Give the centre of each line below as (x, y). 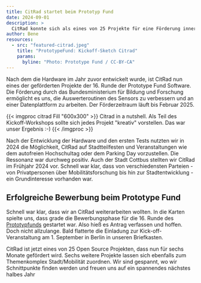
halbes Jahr (21, 275)
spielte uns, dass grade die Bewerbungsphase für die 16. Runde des (90, 218)
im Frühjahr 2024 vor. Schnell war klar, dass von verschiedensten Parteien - (100, 166)
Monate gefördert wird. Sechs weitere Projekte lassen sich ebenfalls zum (96, 255)
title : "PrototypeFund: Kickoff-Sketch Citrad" (77, 51)
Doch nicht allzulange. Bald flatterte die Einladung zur (72, 231)
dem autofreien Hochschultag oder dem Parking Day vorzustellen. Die (92, 153)
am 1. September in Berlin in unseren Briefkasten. (102, 237)
